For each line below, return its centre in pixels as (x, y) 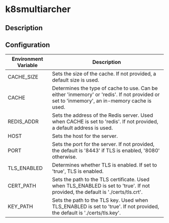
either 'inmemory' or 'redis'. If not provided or (106, 95)
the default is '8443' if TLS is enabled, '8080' (106, 151)
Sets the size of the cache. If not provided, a (104, 74)
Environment (28, 59)
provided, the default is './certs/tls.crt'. (97, 192)
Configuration (28, 45)
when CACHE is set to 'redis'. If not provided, (105, 122)
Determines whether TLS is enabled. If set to (105, 165)
